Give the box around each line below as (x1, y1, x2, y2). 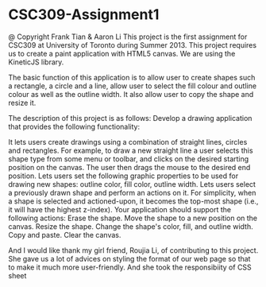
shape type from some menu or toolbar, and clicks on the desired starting (8, 153, 249, 164)
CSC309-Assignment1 (8, 6, 160, 24)
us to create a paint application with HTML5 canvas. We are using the (8, 48, 236, 58)
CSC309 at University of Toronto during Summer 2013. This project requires (8, 40, 256, 49)
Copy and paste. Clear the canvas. (8, 230, 121, 239)
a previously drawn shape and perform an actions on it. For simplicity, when (8, 188, 256, 197)
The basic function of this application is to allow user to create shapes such (8, 72, 256, 82)
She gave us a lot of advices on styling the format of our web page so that (8, 254, 251, 263)
